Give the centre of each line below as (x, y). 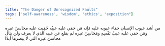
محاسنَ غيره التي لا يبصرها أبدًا (33, 38)
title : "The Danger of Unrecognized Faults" (51, 9)
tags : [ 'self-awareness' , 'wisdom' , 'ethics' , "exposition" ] (69, 14)
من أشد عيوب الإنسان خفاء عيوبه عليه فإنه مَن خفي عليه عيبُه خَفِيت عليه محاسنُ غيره (83, 28)
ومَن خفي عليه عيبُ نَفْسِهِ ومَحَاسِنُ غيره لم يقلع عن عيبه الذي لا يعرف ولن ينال (76, 33)
